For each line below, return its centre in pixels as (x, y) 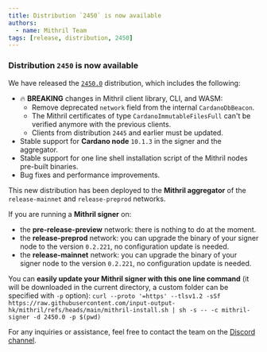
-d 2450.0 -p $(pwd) (67, 317)
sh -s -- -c (198, 310)
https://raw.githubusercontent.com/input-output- (92, 303)
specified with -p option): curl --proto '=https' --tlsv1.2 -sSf (114, 296)
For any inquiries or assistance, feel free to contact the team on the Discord (132, 331)
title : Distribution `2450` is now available (85, 15)
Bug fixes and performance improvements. (90, 175)
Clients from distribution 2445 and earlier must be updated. (128, 133)
